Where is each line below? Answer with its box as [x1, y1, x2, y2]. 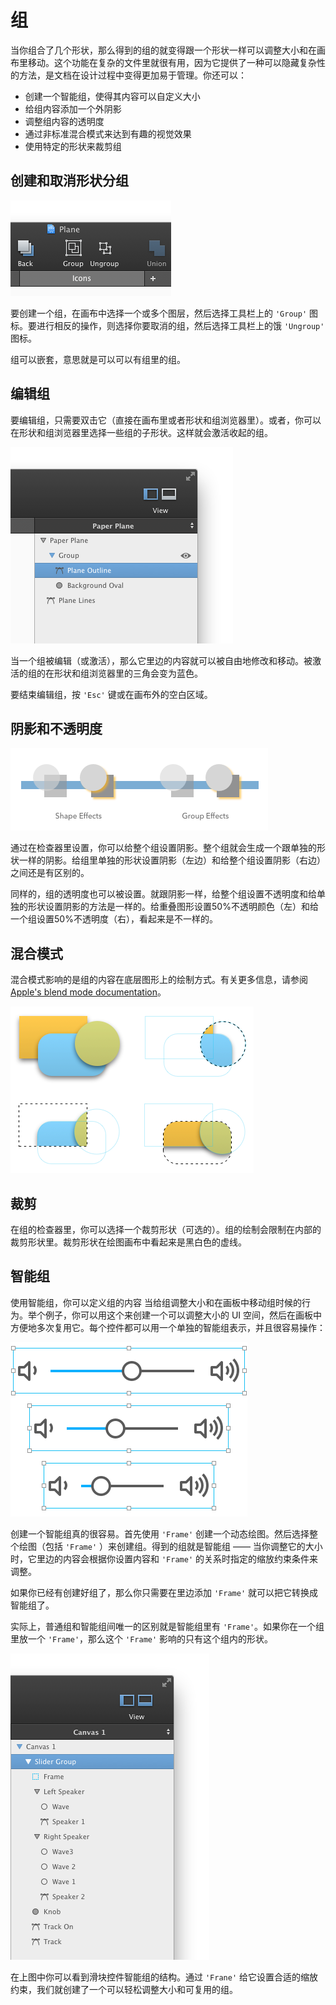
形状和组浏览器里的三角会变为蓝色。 [53, 667, 203, 679]
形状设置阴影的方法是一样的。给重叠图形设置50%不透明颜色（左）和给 [27, 901, 319, 913]
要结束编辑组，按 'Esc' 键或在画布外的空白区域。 [10, 688, 213, 700]
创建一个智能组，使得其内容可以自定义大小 [24, 90, 201, 102]
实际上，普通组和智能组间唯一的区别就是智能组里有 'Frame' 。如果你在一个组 [10, 1620, 325, 1632]
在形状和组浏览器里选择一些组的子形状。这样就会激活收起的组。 [10, 426, 273, 438]
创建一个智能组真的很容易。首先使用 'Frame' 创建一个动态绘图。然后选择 [10, 1527, 310, 1540]
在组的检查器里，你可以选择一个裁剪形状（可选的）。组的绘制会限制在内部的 [10, 1224, 322, 1235]
